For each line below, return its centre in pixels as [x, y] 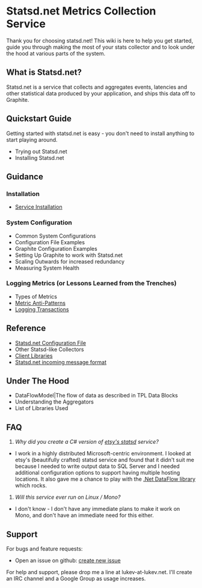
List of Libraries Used [41, 408]
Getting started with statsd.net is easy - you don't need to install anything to [100, 133]
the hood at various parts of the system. [56, 53]
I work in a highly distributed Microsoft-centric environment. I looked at [103, 454]
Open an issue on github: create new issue [68, 561]
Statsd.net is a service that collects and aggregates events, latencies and [97, 87]
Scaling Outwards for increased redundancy [70, 261]
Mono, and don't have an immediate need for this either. [84, 515]
